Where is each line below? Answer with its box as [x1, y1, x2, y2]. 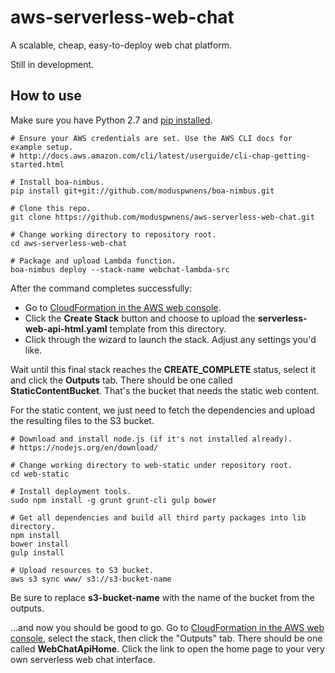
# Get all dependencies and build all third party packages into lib [10, 512, 307, 523]
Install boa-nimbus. [19, 177, 105, 187]
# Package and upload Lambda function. [10, 256, 177, 266]
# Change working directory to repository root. [10, 229, 217, 240]
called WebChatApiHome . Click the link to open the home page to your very [10, 642, 325, 655]
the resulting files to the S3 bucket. [10, 414, 155, 426]
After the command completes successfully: [10, 282, 193, 294]
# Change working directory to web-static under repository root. [10, 460, 293, 470]
